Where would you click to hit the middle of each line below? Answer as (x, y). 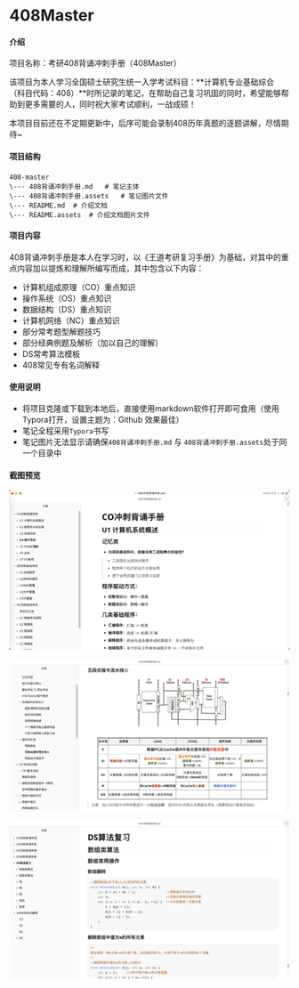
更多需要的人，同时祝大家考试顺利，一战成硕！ (110, 104)
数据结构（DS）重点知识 (66, 309)
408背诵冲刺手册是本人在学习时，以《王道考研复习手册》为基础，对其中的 (145, 257)
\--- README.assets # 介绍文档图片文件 (80, 215)
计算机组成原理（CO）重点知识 (79, 287)
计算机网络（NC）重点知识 (71, 320)
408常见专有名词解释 (61, 365)
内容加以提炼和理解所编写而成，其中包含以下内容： (110, 268)
